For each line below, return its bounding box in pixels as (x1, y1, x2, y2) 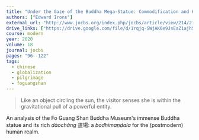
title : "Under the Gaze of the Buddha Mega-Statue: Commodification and (6, 8, 190, 15)
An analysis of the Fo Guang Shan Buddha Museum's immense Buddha (6, 114, 180, 122)
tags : (6, 58, 20, 64)
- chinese (11, 63, 36, 70)
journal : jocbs (6, 47, 44, 53)
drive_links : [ (6, 25, 44, 31)
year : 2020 (6, 36, 33, 42)
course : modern (6, 31, 44, 37)
